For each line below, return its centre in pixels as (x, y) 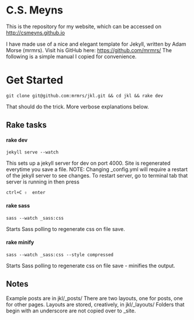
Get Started (34, 80)
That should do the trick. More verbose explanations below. (77, 107)
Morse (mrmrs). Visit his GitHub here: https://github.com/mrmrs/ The (89, 50)
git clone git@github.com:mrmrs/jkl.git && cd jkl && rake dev (85, 96)
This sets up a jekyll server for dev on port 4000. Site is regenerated (88, 163)
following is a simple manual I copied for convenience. (71, 56)
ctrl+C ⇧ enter (26, 193)
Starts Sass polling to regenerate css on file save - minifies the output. (91, 265)
